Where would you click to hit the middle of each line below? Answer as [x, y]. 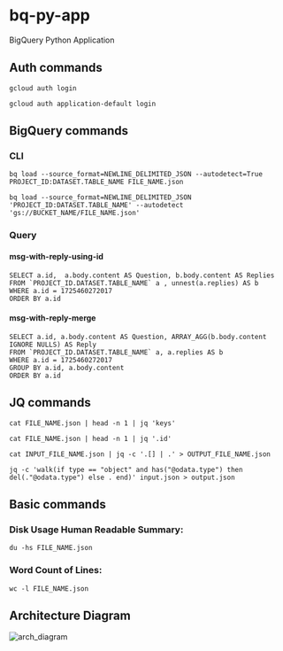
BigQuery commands [69, 131]
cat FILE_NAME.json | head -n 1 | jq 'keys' [92, 423]
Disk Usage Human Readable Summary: [96, 530]
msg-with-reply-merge [53, 318]
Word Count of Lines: [56, 570]
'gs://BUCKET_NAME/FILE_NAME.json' [75, 213]
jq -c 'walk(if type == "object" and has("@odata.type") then [126, 469]
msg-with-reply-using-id [57, 256]
